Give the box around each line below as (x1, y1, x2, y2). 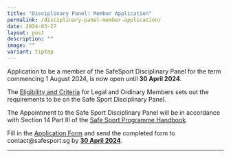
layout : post (7, 29, 45, 36)
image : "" (7, 42, 36, 49)
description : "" (7, 36, 54, 43)
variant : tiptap (7, 49, 54, 56)
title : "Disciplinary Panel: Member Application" (7, 10, 153, 17)
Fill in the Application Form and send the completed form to (7, 128, 175, 137)
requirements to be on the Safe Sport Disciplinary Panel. (7, 95, 166, 103)
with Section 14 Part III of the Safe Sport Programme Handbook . (7, 115, 188, 124)
